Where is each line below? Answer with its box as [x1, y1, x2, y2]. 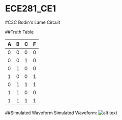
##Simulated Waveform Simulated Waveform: [5, 110, 97, 116]
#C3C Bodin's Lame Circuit [5, 19, 61, 25]
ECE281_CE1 [5, 3, 57, 14]
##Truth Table [5, 29, 34, 35]
